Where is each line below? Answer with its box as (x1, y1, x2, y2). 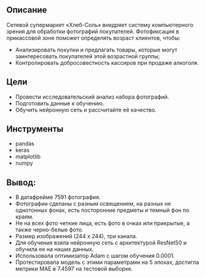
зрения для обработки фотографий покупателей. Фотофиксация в (6, 28, 179, 35)
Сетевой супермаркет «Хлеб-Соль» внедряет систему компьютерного (6, 21, 194, 28)
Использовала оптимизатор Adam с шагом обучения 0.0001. (15, 252, 175, 260)
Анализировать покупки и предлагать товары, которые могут (15, 46, 178, 53)
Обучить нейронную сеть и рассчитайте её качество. (15, 106, 157, 113)
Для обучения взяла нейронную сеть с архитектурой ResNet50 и (15, 239, 187, 247)
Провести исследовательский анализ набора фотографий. (15, 93, 169, 100)
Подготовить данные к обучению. (15, 99, 104, 107)
